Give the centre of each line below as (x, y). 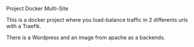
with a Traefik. (24, 26)
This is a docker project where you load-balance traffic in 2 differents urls (97, 20)
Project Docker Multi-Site (37, 9)
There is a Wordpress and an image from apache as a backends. (86, 37)
